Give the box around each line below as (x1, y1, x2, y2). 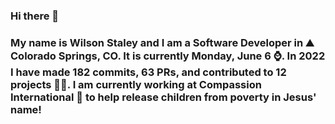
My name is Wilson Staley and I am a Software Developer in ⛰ (10, 35, 315, 49)
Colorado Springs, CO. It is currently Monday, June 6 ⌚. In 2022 (10, 49, 326, 63)
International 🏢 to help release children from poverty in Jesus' (10, 90, 317, 104)
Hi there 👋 (10, 9, 60, 23)
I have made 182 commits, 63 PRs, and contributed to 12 (10, 65, 287, 79)
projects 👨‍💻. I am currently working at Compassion (10, 77, 262, 91)
